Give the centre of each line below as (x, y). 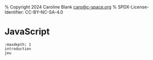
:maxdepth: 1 (18, 45)
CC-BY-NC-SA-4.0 (44, 12)
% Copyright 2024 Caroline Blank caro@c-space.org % (61, 7)
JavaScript (27, 32)
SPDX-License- (133, 7)
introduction (18, 49)
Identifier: (14, 12)
